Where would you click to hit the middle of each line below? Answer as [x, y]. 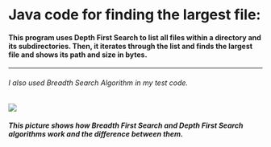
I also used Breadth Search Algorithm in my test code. [98, 83]
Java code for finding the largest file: [135, 15]
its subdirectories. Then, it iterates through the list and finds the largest [130, 46]
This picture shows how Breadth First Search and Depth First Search [126, 125]
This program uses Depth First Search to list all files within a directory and [135, 37]
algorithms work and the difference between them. [96, 134]
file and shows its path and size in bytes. [78, 55]
